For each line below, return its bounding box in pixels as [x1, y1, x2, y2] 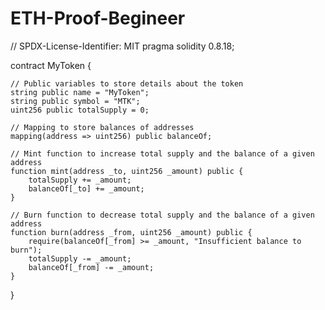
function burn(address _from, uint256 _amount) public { [10, 227, 253, 237]
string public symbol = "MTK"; [10, 96, 141, 106]
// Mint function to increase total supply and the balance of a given [10, 148, 315, 159]
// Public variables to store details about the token [10, 78, 244, 89]
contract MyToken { [10, 59, 92, 71]
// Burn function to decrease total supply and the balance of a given [10, 210, 315, 220]
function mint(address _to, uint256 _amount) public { [10, 166, 244, 176]
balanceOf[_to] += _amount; [28, 183, 145, 194]
